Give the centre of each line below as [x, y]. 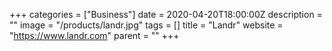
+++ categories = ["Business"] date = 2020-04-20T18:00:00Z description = [166, 14]
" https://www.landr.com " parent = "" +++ [94, 35]
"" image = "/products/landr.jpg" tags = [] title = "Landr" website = [146, 25]
